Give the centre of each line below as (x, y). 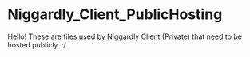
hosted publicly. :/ (37, 44)
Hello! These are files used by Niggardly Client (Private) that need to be (125, 36)
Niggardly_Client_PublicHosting (115, 15)
